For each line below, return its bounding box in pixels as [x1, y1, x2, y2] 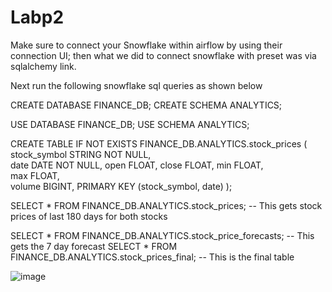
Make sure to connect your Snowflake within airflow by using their [10, 39, 283, 51]
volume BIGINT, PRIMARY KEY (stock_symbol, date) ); [10, 180, 233, 192]
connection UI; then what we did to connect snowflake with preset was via [10, 49, 317, 61]
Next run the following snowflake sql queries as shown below [10, 79, 263, 91]
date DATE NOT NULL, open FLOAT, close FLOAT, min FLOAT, [10, 159, 264, 171]
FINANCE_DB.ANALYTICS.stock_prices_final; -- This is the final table [10, 251, 295, 263]
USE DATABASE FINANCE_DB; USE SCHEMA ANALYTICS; [10, 118, 250, 130]
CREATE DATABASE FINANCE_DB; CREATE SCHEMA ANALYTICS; [10, 99, 283, 111]
